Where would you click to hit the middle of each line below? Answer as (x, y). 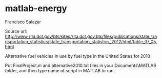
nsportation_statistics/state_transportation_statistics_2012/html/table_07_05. (81, 41)
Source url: (16, 31)
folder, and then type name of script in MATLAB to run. (60, 70)
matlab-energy (36, 8)
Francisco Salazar (23, 22)
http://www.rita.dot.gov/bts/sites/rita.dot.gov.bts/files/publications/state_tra (81, 36)
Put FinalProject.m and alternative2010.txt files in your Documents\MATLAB (81, 65)
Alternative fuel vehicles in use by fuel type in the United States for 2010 (78, 56)
